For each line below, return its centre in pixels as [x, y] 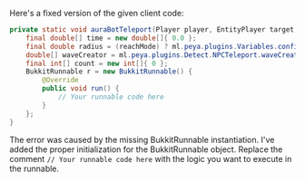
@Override [60, 81]
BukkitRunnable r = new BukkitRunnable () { [109, 71]
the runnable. [34, 168]
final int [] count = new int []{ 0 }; [97, 63]
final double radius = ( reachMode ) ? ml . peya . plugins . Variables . [152, 46]
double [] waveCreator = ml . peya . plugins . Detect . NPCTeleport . [143, 55]
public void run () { [81, 89]
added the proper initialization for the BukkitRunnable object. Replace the [146, 149]
